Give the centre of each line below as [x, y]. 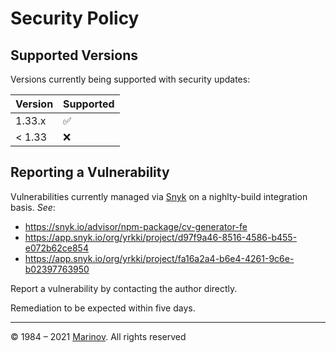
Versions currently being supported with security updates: [130, 79]
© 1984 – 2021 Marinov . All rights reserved [98, 336]
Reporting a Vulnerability [90, 172]
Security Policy [75, 18]
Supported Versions [74, 55]
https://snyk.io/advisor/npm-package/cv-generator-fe [136, 226]
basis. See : [33, 207]
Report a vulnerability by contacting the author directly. [124, 288]
